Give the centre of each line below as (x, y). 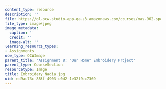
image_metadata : (22, 28)
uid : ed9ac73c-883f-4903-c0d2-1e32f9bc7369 (51, 79)
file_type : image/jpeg (28, 23)
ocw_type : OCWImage (25, 56)
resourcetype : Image (26, 70)
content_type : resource (30, 10)
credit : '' (21, 38)
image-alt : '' (24, 42)
